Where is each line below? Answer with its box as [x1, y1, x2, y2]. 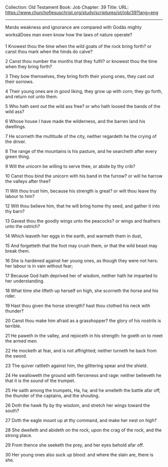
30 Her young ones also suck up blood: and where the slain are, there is [5, 452, 153, 457]
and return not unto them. [5, 93, 58, 99]
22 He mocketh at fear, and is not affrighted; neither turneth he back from [5, 347, 157, 353]
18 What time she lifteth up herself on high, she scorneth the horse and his [5, 287, 158, 293]
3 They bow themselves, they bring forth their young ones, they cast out [5, 73, 154, 79]
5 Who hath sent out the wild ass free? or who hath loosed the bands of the [5, 103, 161, 109]
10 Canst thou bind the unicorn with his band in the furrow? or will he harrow [5, 173, 162, 179]
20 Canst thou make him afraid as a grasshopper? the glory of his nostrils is [5, 317, 161, 323]
